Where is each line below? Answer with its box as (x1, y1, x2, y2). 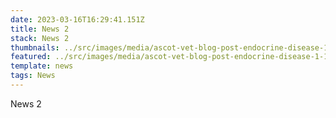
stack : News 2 (10, 33, 70, 43)
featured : (10, 52, 52, 62)
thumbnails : (10, 42, 60, 53)
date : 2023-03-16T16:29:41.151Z (10, 14, 145, 25)
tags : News (10, 71, 56, 81)
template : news (10, 61, 74, 71)
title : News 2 (10, 24, 70, 34)
